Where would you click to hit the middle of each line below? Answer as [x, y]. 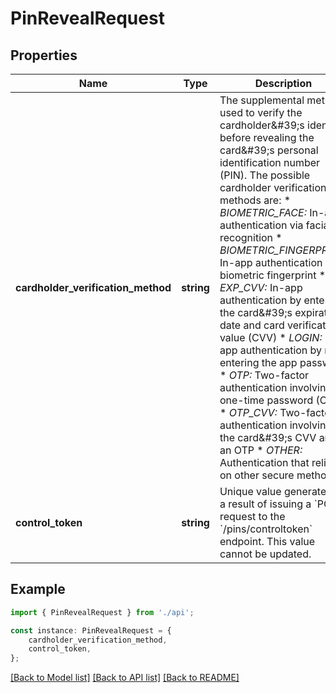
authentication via [261, 225]
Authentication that [264, 462]
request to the [252, 516]
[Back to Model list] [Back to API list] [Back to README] [125, 678]
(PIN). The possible [265, 175]
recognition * [251, 237]
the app [279, 362]
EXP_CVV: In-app [261, 287]
